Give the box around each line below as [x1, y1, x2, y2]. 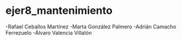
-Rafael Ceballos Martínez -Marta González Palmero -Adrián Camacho [5, 23, 177, 30]
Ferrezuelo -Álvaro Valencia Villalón [5, 29, 92, 36]
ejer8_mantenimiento [5, 4, 113, 17]
